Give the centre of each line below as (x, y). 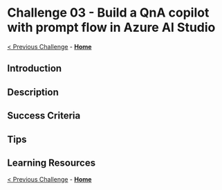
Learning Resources (51, 163)
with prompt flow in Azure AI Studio (111, 27)
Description (33, 92)
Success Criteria (44, 116)
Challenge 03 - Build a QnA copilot (108, 13)
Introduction (35, 68)
